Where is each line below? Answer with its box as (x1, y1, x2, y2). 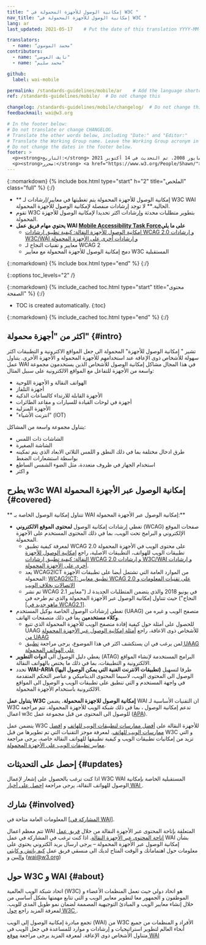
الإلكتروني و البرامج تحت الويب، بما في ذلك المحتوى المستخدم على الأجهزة (15, 529, 186, 537)
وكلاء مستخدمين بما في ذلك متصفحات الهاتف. (15, 614, 120, 621)
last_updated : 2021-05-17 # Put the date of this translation (7, 26, 177, 32)
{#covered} (7, 495, 52, 505)
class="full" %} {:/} (7, 184, 56, 191)
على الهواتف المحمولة (24, 646, 75, 653)
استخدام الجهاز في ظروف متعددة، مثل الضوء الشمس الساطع (15, 461, 155, 468)
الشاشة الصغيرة (15, 441, 53, 449)
